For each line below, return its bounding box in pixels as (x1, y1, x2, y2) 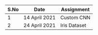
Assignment (61, 6, 90, 12)
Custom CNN (60, 14, 91, 21)
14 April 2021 (23, 14, 56, 21)
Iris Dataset (60, 22, 86, 28)
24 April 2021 (23, 22, 56, 28)
